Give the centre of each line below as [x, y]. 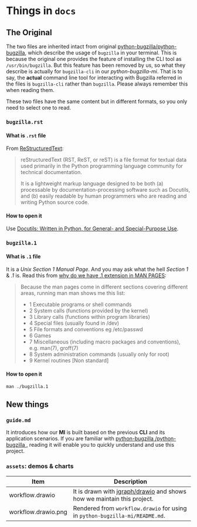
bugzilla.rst [25, 122]
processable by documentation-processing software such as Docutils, [105, 190]
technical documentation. [51, 172]
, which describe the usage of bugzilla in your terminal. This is [101, 53]
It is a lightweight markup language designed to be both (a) [92, 183]
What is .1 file [23, 256]
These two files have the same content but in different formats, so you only [97, 101]
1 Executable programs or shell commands [80, 305]
